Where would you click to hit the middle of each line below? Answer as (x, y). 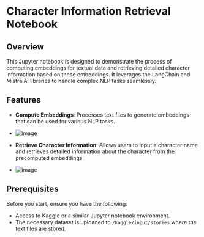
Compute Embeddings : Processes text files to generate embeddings (102, 115)
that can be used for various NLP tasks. (65, 121)
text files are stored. (40, 228)
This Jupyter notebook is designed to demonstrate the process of (89, 61)
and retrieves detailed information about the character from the (95, 151)
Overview (25, 47)
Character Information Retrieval (89, 11)
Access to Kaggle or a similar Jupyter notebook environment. (93, 216)
